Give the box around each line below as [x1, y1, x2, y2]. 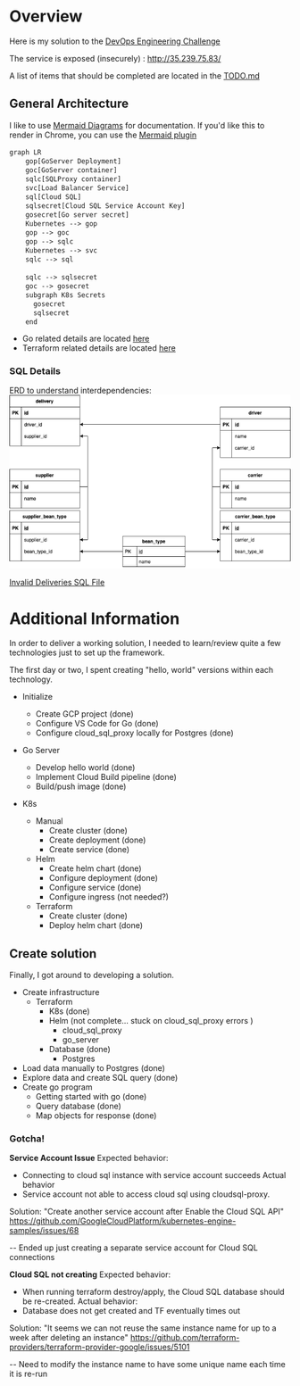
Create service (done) [48, 844, 130, 855]
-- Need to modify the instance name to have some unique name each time [9, 1359, 286, 1370]
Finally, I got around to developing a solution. [9, 970, 174, 981]
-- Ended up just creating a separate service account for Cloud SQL [9, 1242, 259, 1253]
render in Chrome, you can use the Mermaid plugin [9, 129, 197, 140]
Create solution [9, 946, 97, 961]
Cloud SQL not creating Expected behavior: [9, 1269, 171, 1280]
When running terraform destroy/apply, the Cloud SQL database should [21, 1287, 285, 1298]
